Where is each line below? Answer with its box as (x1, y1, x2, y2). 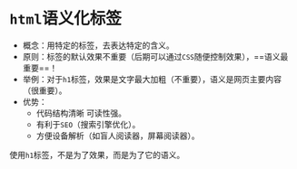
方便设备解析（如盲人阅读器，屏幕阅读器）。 (35, 130, 200, 141)
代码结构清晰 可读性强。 (35, 108, 127, 118)
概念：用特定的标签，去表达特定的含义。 (22, 40, 174, 51)
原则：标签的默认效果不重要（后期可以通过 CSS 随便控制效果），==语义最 (22, 51, 289, 61)
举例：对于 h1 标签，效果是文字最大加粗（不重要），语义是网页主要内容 (22, 73, 282, 84)
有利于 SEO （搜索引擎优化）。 (35, 118, 141, 129)
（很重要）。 (22, 85, 67, 96)
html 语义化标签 (9, 8, 123, 29)
